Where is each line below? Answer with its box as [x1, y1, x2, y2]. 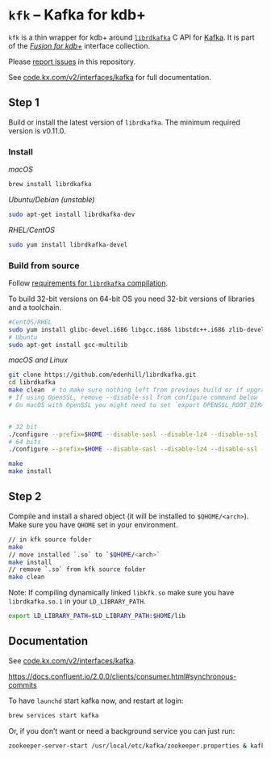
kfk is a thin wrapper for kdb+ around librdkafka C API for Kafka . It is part [8, 32, 256, 42]
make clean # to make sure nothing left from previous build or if [8, 386, 244, 394]
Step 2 [8, 489, 42, 503]
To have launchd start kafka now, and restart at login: [8, 696, 184, 705]
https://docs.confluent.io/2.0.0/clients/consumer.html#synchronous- [8, 671, 237, 681]
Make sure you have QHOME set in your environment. [8, 519, 179, 529]
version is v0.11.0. [8, 125, 66, 135]
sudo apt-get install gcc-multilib [8, 341, 128, 349]
